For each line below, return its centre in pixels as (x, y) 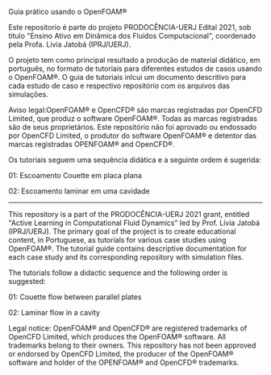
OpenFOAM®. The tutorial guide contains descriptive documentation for (128, 248)
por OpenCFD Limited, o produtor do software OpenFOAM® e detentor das (132, 135)
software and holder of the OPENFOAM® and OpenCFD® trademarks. (124, 362)
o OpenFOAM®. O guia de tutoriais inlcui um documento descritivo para (127, 77)
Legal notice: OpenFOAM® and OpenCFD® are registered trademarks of (128, 328)
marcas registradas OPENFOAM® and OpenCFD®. (92, 144)
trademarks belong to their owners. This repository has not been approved (132, 345)
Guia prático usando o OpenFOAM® (68, 12)
